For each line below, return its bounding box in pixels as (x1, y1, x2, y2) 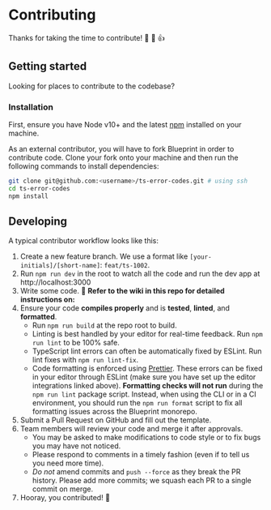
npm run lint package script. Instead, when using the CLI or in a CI (32, 389, 256, 399)
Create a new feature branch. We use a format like (19, 251, 188, 261)
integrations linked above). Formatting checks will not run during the (32, 381, 264, 391)
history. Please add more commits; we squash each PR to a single (32, 476, 252, 486)
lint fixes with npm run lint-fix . (32, 355, 139, 365)
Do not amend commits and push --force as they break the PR (32, 467, 241, 477)
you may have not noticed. (32, 441, 121, 451)
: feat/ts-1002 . (100, 260, 150, 270)
